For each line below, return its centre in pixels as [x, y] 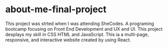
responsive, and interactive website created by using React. [68, 40]
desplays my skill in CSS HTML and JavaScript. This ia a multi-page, [77, 34]
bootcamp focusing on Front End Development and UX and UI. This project [84, 29]
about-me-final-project [56, 9]
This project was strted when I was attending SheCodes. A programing [80, 23]
